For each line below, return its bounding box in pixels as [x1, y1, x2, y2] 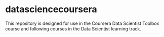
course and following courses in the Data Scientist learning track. [5, 25, 142, 31]
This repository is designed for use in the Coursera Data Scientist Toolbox [5, 20, 159, 26]
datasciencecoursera [5, 4, 97, 15]
